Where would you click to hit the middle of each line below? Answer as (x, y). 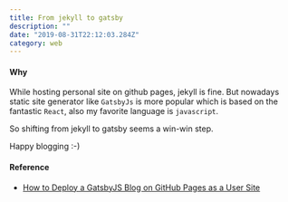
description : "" (40, 26)
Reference (29, 168)
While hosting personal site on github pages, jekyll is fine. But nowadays (144, 92)
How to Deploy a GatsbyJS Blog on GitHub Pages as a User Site (141, 188)
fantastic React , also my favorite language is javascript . (114, 111)
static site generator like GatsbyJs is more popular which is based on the (144, 101)
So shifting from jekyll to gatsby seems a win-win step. (112, 129)
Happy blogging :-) (45, 147)
